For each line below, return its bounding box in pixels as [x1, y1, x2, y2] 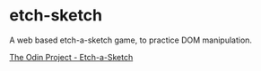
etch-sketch [9, 5, 103, 26]
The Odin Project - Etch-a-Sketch [9, 51, 134, 62]
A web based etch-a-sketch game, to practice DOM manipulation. [9, 35, 253, 45]
